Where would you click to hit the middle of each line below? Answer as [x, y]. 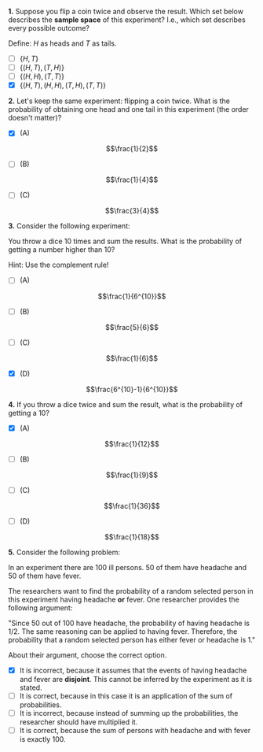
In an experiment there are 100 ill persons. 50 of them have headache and [128, 567]
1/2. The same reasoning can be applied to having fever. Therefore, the [123, 631]
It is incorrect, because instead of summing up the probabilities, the [129, 713]
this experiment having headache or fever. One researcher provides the [124, 599]
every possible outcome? [49, 28]
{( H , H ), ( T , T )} [42, 76]
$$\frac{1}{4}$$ [132, 180]
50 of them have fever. [45, 576]
